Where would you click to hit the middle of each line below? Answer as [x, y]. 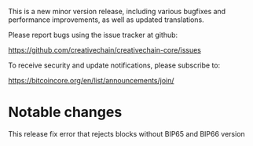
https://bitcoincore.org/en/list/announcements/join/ [91, 80]
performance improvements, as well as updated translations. [106, 20]
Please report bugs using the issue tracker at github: [93, 35]
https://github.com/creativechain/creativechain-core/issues [105, 50]
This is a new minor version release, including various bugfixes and [117, 11]
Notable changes [65, 112]
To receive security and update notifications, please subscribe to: [114, 65]
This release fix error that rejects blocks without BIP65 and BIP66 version [126, 133]
